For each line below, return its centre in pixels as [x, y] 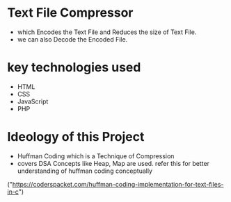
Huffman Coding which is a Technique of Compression [96, 156]
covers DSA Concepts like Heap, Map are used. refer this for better [113, 163]
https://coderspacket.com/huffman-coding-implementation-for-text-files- [118, 184]
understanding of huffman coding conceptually [85, 171]
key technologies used [74, 68]
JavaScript [33, 101]
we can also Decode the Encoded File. [72, 39]
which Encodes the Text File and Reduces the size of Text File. [107, 32]
